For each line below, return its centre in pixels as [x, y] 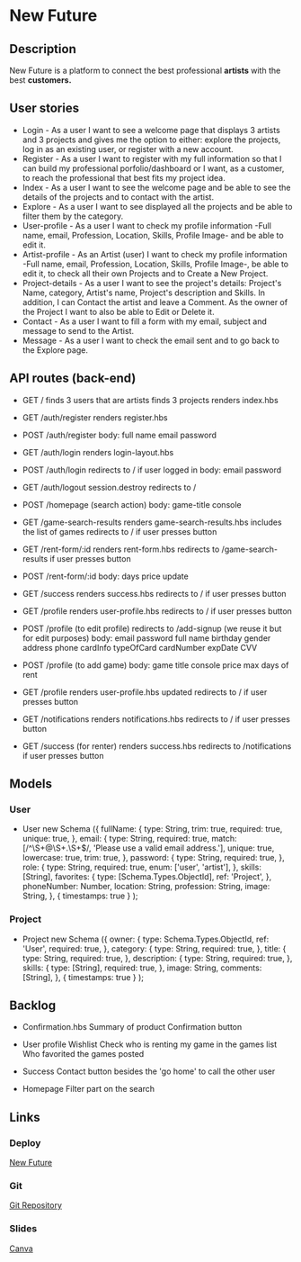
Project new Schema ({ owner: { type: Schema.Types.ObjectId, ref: [146, 939]
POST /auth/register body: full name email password [120, 435]
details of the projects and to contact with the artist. [118, 197]
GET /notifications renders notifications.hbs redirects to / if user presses [156, 719]
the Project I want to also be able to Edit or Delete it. [118, 311]
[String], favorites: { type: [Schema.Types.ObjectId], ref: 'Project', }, [147, 877]
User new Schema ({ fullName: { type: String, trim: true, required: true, [152, 829]
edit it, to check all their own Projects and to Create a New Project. [145, 273]
